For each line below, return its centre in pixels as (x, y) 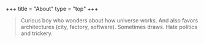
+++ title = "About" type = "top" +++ (52, 9)
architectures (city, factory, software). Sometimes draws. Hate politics (109, 27)
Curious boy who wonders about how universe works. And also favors (109, 20)
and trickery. (37, 33)
